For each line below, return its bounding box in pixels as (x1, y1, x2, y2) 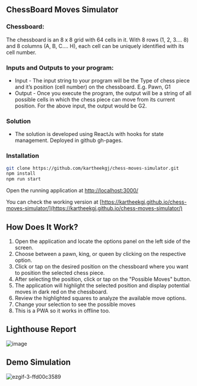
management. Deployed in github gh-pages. (14, 137, 123, 144)
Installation (6, 151, 40, 160)
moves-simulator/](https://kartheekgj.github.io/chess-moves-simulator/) (6, 205, 183, 212)
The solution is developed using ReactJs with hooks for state (14, 131, 164, 138)
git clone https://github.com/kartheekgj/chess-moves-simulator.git (6, 165, 179, 171)
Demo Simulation (6, 357, 71, 368)
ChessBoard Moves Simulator (6, 5, 119, 15)
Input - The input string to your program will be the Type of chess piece (14, 77, 190, 84)
